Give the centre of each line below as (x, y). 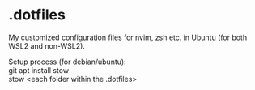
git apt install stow (39, 70)
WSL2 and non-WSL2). (47, 45)
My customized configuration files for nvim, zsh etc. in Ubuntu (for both (128, 37)
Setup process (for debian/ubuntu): (68, 62)
